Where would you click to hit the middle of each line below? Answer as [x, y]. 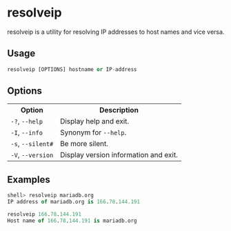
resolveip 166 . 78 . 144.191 [44, 214]
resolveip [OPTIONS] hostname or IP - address [72, 69]
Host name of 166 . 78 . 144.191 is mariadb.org [72, 221]
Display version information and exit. [119, 155]
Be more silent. [84, 144]
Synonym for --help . [93, 132]
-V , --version [32, 155]
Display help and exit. [94, 121]
